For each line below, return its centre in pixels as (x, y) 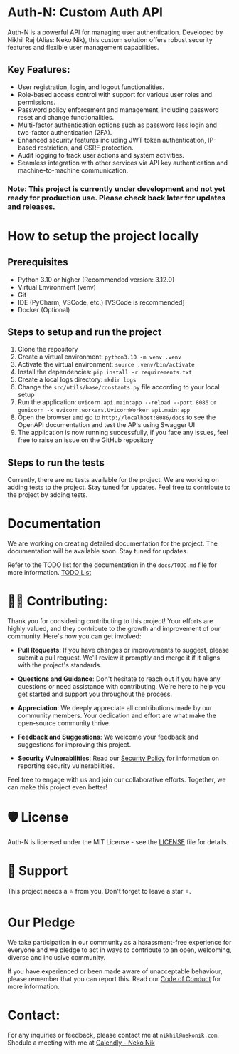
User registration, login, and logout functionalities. (91, 87)
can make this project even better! (58, 787)
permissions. (36, 102)
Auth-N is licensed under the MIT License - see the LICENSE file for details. (118, 842)
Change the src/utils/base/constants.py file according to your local (118, 387)
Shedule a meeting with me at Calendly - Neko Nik (81, 1043)
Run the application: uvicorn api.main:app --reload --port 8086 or (117, 402)
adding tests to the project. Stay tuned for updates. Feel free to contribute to (119, 487)
